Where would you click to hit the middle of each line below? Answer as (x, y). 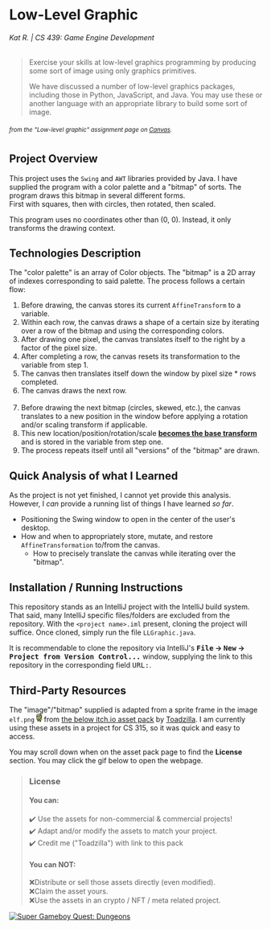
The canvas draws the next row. (74, 391)
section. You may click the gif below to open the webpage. (106, 760)
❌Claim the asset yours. (68, 891)
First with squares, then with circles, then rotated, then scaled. (113, 203)
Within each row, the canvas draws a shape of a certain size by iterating (140, 323)
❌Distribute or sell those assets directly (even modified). (122, 882)
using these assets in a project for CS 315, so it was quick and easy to (125, 728)
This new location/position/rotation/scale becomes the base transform (139, 434)
